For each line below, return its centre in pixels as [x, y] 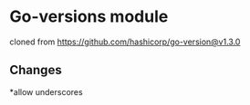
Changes [36, 70]
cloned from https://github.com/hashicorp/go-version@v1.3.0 [125, 42]
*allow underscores [47, 91]
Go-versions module [89, 17]
